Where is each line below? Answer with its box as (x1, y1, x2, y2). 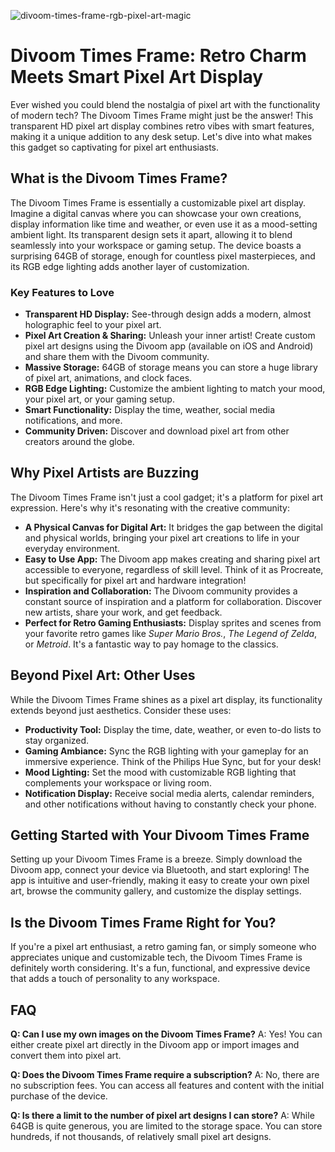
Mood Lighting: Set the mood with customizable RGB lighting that (24, 766, 297, 778)
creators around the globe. (24, 436, 135, 448)
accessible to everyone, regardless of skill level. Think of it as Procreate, (24, 563, 324, 575)
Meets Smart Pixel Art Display (10, 66, 264, 89)
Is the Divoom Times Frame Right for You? (10, 914, 277, 931)
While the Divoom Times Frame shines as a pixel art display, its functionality (10, 693, 323, 705)
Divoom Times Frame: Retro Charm (10, 45, 307, 67)
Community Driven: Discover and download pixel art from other (24, 425, 290, 437)
